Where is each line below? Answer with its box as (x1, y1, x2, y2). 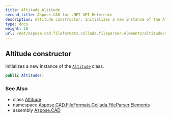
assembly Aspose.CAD (12, 107, 61, 113)
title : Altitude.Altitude (5, 7, 60, 13)
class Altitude (12, 96, 42, 102)
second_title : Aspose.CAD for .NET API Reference (5, 12, 113, 17)
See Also (5, 85, 28, 92)
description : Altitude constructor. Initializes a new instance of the (5, 17, 160, 22)
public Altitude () (5, 73, 44, 78)
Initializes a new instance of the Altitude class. (5, 63, 104, 69)
